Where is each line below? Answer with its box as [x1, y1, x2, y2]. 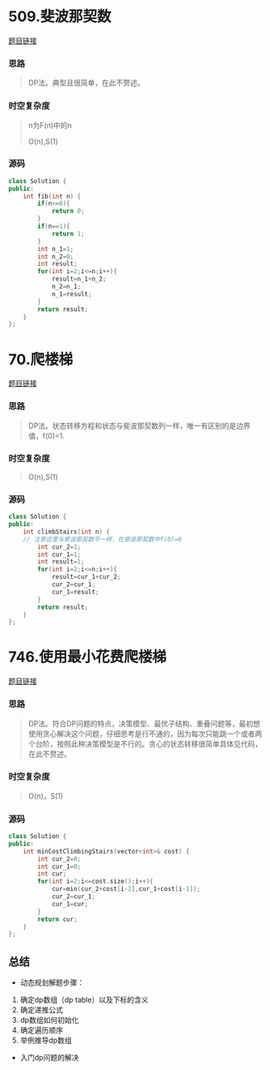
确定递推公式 [19, 1005, 63, 1015]
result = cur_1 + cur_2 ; [51, 573, 121, 581]
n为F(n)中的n [27, 120, 73, 130]
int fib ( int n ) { [23, 192, 82, 200]
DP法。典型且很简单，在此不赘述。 [27, 78, 145, 88]
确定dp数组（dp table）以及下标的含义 [19, 995, 149, 1005]
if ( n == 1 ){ [37, 222, 70, 231]
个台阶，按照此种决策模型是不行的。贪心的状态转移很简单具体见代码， [27, 738, 263, 748]
